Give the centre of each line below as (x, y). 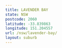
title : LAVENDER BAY (27, 10)
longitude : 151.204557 (29, 28)
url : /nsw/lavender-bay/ (31, 33)
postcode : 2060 (21, 19)
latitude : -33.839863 (28, 24)
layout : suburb (21, 38)
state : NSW (17, 14)
